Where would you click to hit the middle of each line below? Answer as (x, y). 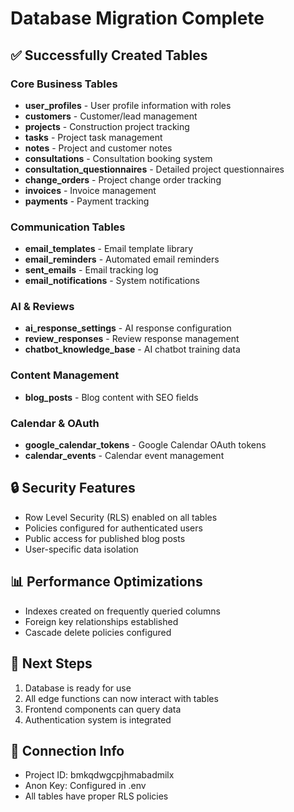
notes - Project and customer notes (98, 148)
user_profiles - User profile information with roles (128, 105)
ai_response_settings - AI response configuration (128, 328)
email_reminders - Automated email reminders (122, 259)
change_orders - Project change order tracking (123, 179)
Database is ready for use (78, 688)
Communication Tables (68, 227)
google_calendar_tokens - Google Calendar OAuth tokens (145, 445)
